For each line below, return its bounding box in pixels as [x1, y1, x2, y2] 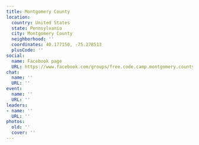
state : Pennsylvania [11, 25, 62, 31]
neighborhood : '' [11, 36, 54, 42]
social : [6, 53, 25, 59]
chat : [6, 69, 20, 75]
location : [6, 14, 31, 20]
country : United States [11, 20, 70, 25]
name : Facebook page [11, 58, 62, 64]
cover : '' [11, 130, 36, 136]
